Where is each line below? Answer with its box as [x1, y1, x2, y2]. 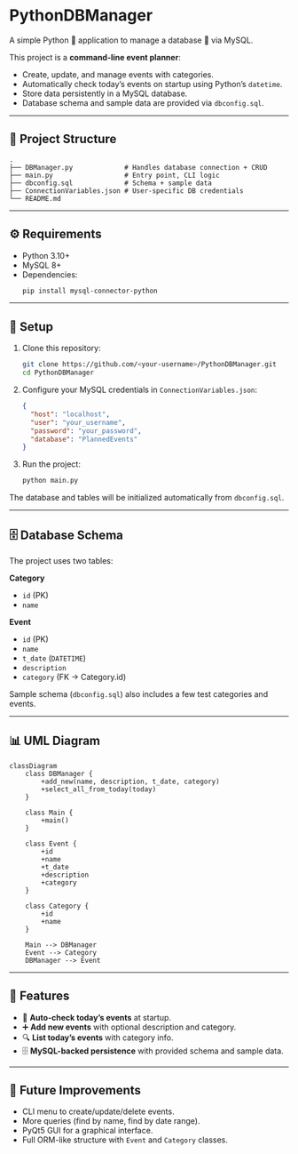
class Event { [25, 839, 77, 848]
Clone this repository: [21, 343, 101, 354]
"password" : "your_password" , [30, 426, 142, 436]
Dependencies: [21, 268, 78, 280]
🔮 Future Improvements [9, 1082, 142, 1098]
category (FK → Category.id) [21, 671, 127, 682]
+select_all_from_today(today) [41, 784, 157, 794]
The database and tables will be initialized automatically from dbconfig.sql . [9, 493, 285, 503]
